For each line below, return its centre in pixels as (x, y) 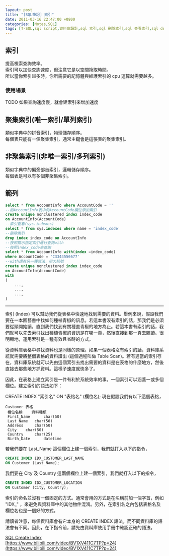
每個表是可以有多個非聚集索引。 (38, 176)
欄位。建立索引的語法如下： (34, 386)
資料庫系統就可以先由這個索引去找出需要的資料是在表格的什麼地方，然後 (89, 362)
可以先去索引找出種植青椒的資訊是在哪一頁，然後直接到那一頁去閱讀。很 (89, 333)
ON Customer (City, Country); (37, 487)
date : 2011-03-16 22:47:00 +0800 (40, 19)
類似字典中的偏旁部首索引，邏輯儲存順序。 (49, 169)
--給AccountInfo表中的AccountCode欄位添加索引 (51, 210)
